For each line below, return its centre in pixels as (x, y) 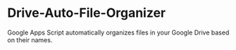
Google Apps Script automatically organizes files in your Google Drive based (118, 32)
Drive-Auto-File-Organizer (87, 13)
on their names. (30, 39)
